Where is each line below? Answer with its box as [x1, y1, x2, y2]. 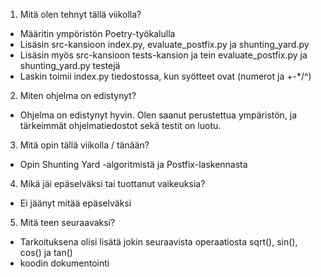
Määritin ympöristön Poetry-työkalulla [19, 28, 176, 39]
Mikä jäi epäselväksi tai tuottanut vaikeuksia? [19, 178, 206, 189]
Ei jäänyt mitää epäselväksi [19, 197, 132, 209]
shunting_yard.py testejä [19, 60, 121, 71]
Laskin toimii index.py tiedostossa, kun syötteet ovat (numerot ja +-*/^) [19, 70, 312, 82]
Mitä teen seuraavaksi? [19, 217, 116, 228]
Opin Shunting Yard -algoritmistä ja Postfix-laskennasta [19, 159, 248, 170]
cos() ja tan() [19, 247, 73, 258]
